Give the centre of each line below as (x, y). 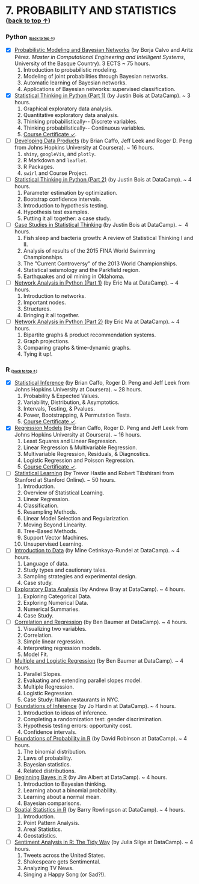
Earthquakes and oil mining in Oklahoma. (74, 276)
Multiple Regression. (49, 687)
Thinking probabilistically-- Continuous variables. (84, 128)
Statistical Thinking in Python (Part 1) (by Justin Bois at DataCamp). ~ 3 (102, 95)
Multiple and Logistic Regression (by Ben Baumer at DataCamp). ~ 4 (99, 660)
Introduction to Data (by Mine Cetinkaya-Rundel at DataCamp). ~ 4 (97, 551)
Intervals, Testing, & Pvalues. (59, 409)
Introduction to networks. (55, 295)
